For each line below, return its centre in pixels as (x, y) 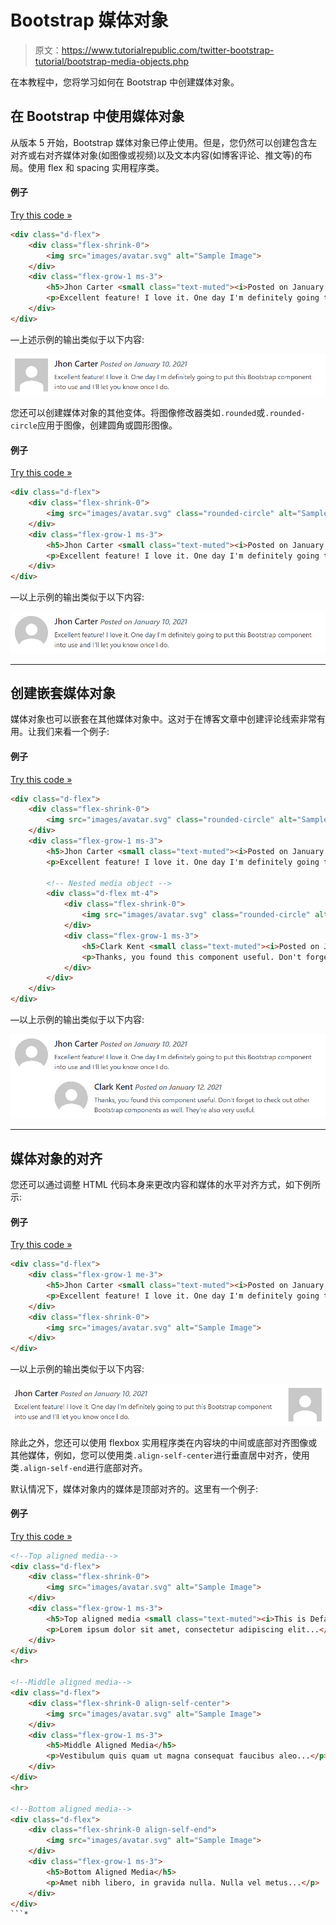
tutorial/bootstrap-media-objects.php (112, 61)
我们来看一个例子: (73, 732)
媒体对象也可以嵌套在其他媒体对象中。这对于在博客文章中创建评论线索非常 (163, 719)
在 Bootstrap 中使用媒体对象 (97, 116)
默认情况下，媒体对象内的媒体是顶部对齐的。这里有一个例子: (134, 1488)
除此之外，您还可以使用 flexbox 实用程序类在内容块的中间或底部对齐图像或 (164, 1442)
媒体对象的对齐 (56, 1158)
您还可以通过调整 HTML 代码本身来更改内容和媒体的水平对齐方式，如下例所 (165, 1185)
